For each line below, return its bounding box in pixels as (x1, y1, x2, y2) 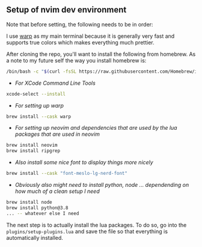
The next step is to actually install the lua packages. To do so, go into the (6, 221, 187, 228)
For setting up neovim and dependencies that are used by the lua (14, 124, 177, 132)
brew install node (6, 200, 52, 206)
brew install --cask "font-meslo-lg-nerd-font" (6, 171, 128, 177)
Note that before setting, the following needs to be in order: (6, 20, 153, 28)
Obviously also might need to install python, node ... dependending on (14, 181, 189, 189)
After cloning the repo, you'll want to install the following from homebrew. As (6, 50, 196, 58)
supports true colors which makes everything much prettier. (6, 38, 155, 46)
